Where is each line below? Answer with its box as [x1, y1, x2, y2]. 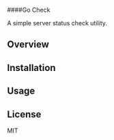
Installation [7, 61, 56, 74]
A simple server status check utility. [7, 19, 108, 27]
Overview [7, 39, 50, 51]
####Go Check [7, 6, 51, 14]
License [7, 109, 42, 120]
